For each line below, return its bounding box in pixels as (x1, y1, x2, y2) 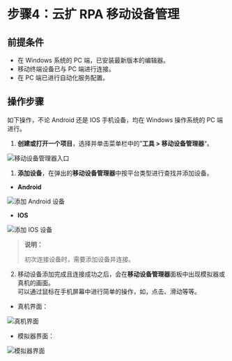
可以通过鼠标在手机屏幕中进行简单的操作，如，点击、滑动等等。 (17, 287, 201, 295)
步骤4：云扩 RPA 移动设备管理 (7, 6, 180, 22)
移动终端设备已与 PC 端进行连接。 (17, 65, 115, 73)
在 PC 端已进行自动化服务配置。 (17, 74, 109, 82)
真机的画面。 (17, 278, 54, 286)
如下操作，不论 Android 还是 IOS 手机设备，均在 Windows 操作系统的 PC (7, 116, 216, 124)
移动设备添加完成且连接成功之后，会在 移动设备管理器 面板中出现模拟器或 (17, 270, 225, 278)
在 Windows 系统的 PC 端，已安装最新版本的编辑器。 (17, 56, 169, 64)
